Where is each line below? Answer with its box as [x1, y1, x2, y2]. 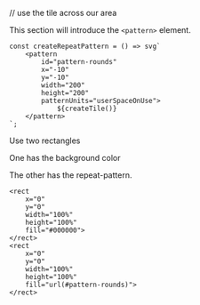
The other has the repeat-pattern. [9, 170, 132, 181]
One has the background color [9, 153, 121, 163]
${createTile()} [56, 104, 117, 113]
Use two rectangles [9, 135, 81, 146]
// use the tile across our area [9, 8, 117, 18]
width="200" [41, 81, 86, 90]
